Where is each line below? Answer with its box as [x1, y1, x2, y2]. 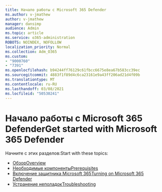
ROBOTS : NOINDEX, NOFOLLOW [5, 40, 62, 45]
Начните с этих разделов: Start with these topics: [5, 150, 109, 156]
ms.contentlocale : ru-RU [5, 81, 57, 86]
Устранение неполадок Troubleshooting [12, 181, 96, 187]
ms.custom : [5, 53, 28, 59]
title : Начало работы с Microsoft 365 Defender [5, 7, 107, 12]
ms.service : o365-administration [5, 35, 75, 40]
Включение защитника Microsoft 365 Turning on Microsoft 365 [12, 170, 144, 176]
